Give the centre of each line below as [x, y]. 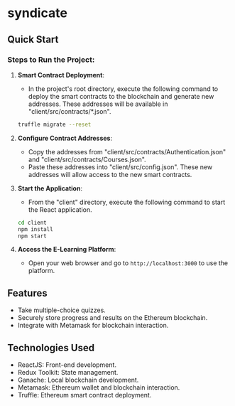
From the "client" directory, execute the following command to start [127, 202]
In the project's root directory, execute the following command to [123, 89]
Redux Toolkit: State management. [68, 372]
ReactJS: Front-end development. [67, 365]
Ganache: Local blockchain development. [78, 380]
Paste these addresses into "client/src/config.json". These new [120, 167]
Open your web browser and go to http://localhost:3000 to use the [128, 263]
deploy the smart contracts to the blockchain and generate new [121, 96]
